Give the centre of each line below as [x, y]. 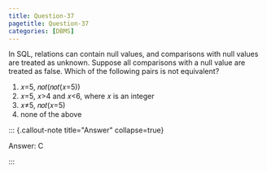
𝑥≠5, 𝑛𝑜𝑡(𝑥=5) [43, 106]
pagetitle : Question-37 [49, 24]
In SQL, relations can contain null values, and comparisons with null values [133, 54]
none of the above [51, 115]
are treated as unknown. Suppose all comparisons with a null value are [127, 63]
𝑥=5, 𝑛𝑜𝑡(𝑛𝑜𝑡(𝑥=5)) [50, 87]
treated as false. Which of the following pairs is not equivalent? [114, 71]
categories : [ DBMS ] [42, 31]
